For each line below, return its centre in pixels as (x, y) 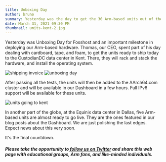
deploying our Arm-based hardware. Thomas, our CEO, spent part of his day (83, 48)
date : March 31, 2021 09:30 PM (37, 24)
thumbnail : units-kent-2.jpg (35, 28)
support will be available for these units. (46, 93)
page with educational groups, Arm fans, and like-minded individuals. (79, 154)
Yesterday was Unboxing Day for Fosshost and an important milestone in (79, 42)
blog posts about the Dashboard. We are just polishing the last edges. (76, 123)
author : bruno (20, 14)
